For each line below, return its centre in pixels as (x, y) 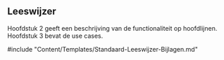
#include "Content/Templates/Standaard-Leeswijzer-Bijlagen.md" (103, 49)
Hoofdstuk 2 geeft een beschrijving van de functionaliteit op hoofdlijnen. (112, 28)
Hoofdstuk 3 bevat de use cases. (55, 36)
